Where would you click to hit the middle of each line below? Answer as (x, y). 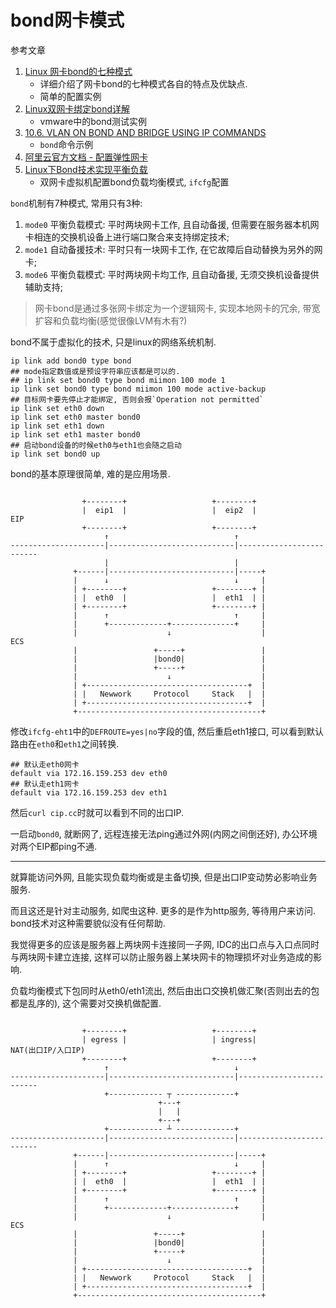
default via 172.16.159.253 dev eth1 (89, 792)
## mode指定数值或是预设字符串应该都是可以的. (95, 371)
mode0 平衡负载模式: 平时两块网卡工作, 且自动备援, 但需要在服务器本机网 (172, 224)
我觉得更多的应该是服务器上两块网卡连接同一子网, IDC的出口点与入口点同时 (165, 944)
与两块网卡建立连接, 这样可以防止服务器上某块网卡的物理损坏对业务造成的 (161, 957)
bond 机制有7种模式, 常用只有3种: (76, 203)
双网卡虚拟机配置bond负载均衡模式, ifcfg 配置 (134, 182)
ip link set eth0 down (57, 408)
